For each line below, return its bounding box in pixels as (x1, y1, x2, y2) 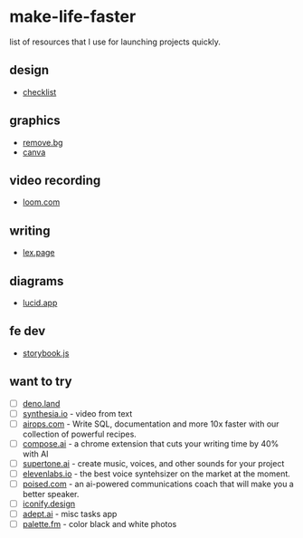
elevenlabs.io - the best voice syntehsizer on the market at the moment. (22, 468, 291, 479)
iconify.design (22, 498, 76, 509)
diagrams (9, 274, 64, 289)
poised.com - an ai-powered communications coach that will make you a (22, 478, 294, 489)
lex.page (22, 247, 56, 258)
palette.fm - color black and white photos (22, 519, 177, 530)
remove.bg (22, 137, 63, 148)
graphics (9, 113, 61, 129)
